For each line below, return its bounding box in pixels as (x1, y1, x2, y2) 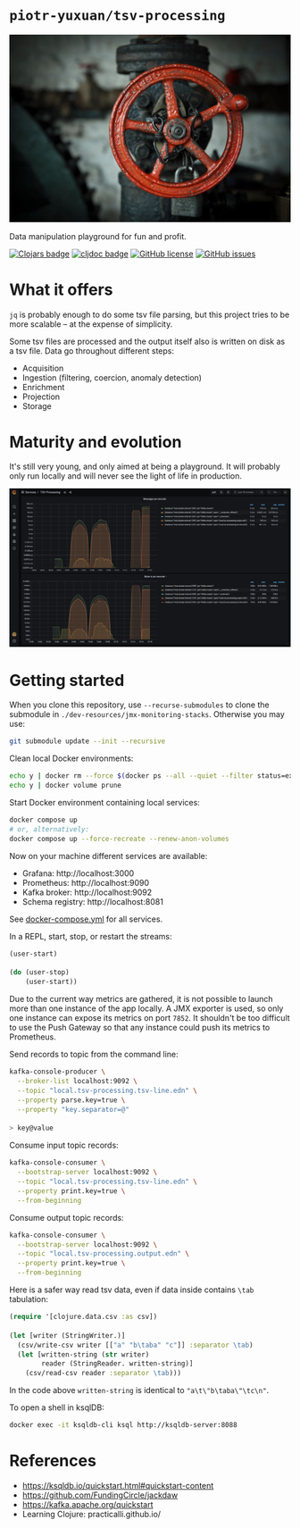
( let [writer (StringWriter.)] (9, 1331, 126, 1340)
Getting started (9, 670, 125, 690)
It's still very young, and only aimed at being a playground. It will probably (9, 461, 281, 472)
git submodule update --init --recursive (9, 737, 166, 746)
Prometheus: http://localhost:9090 (21, 877, 150, 888)
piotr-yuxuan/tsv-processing (9, 7, 226, 24)
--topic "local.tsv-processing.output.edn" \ (17, 1249, 190, 1258)
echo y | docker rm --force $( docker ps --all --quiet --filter (9, 772, 254, 781)
